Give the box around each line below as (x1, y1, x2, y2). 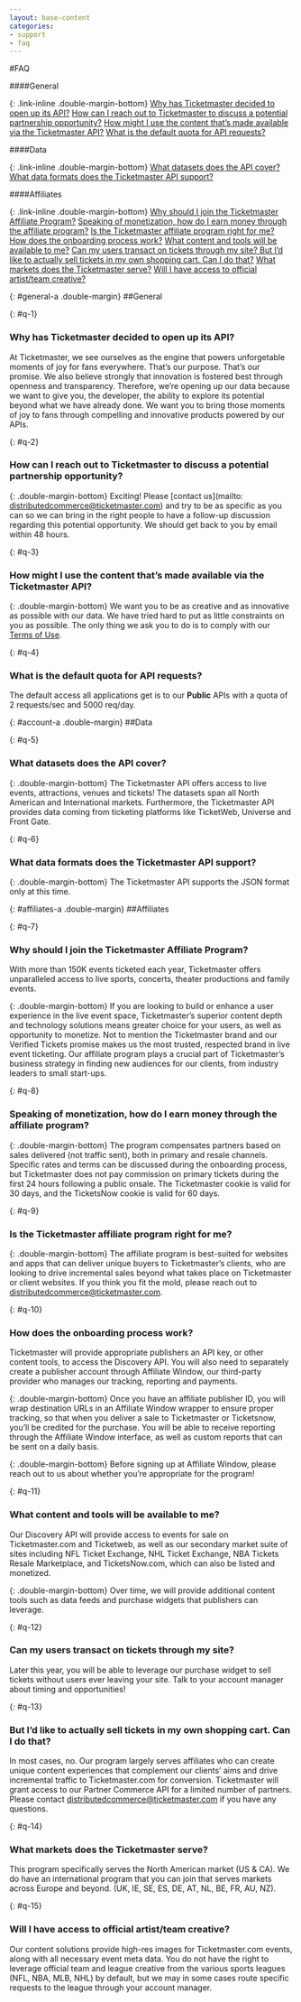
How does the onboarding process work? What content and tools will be (9, 236, 278, 246)
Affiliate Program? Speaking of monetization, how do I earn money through (9, 216, 287, 227)
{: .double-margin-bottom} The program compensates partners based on (9, 1139, 281, 1151)
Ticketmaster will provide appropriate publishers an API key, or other (9, 1347, 264, 1358)
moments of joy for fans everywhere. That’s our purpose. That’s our (9, 361, 260, 372)
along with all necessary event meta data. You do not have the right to (9, 1953, 269, 1964)
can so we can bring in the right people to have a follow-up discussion (9, 509, 270, 520)
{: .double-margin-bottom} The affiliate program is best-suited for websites (9, 1247, 288, 1259)
